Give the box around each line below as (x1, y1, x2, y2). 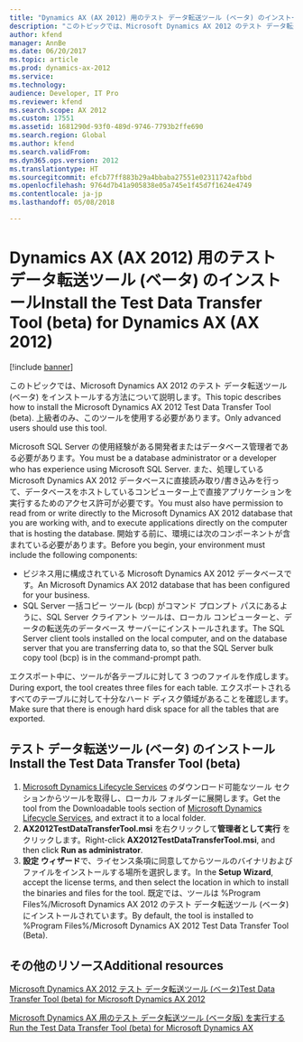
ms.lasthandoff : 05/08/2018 (9, 198, 115, 208)
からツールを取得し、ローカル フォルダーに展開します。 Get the (46, 792, 281, 804)
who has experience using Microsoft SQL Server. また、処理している (9, 463, 264, 474)
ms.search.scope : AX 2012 (9, 106, 106, 115)
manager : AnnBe (9, 38, 67, 48)
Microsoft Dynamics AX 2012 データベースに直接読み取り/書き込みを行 (9, 475, 272, 486)
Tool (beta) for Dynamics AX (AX (9, 312, 260, 333)
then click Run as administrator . (22, 844, 143, 855)
